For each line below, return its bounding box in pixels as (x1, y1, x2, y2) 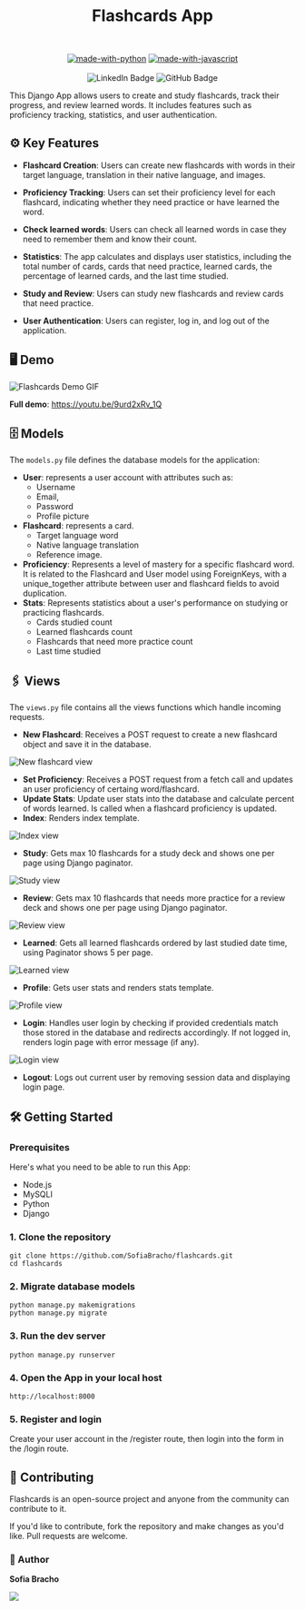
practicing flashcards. (22, 607, 104, 618)
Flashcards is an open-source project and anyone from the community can (9, 1494, 290, 1505)
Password (35, 501, 74, 512)
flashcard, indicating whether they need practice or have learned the (22, 196, 280, 207)
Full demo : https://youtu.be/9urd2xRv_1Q (9, 399, 162, 410)
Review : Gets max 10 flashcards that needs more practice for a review (22, 893, 286, 904)
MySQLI (22, 1189, 53, 1200)
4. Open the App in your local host (9, 1371, 162, 1384)
